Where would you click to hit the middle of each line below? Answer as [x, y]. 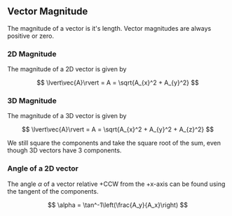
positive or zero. [31, 36]
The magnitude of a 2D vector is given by [67, 69]
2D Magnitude [32, 54]
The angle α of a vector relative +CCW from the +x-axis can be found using [116, 184]
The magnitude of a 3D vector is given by [67, 116]
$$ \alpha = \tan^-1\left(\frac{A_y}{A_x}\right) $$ [118, 205]
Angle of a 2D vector [43, 168]
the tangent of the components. [53, 191]
